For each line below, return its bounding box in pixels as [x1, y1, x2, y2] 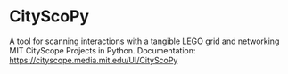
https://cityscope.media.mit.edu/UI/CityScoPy [9, 54, 178, 65]
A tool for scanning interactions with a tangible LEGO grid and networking [9, 36, 280, 46]
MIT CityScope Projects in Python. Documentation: [9, 45, 196, 55]
